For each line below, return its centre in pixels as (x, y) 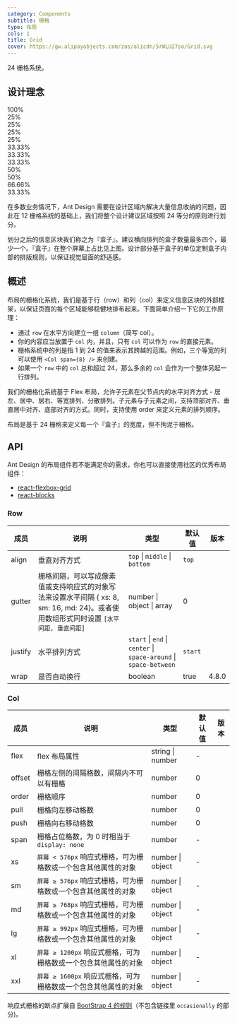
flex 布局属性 (58, 757)
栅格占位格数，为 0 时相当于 (84, 836)
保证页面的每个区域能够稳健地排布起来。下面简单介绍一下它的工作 (121, 309)
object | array (150, 605)
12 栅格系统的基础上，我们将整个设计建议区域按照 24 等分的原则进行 (120, 215)
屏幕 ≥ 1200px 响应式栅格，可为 (89, 952)
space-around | (152, 656)
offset (20, 778)
